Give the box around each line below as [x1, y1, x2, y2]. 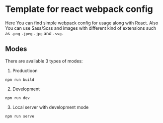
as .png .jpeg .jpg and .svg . [5, 30, 63, 36]
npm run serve [5, 114, 35, 119]
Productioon [12, 67, 38, 73]
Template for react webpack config [5, 3, 153, 15]
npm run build [5, 77, 35, 82]
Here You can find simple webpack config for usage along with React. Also [5, 20, 159, 26]
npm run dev [5, 95, 30, 100]
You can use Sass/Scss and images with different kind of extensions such [5, 25, 157, 31]
